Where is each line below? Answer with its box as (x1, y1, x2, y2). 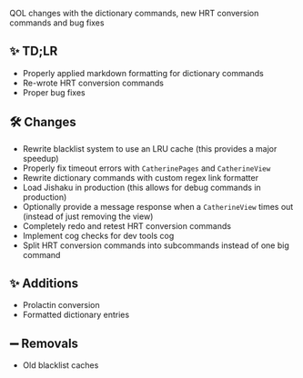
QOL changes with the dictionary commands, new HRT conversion (9, 8, 259, 18)
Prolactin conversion (22, 300, 100, 311)
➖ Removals (9, 335, 79, 351)
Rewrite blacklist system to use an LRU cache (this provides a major (22, 143, 278, 154)
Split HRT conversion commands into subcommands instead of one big (22, 240, 289, 251)
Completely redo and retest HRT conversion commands (22, 220, 232, 231)
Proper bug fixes (22, 86, 86, 98)
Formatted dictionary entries (22, 309, 130, 321)
